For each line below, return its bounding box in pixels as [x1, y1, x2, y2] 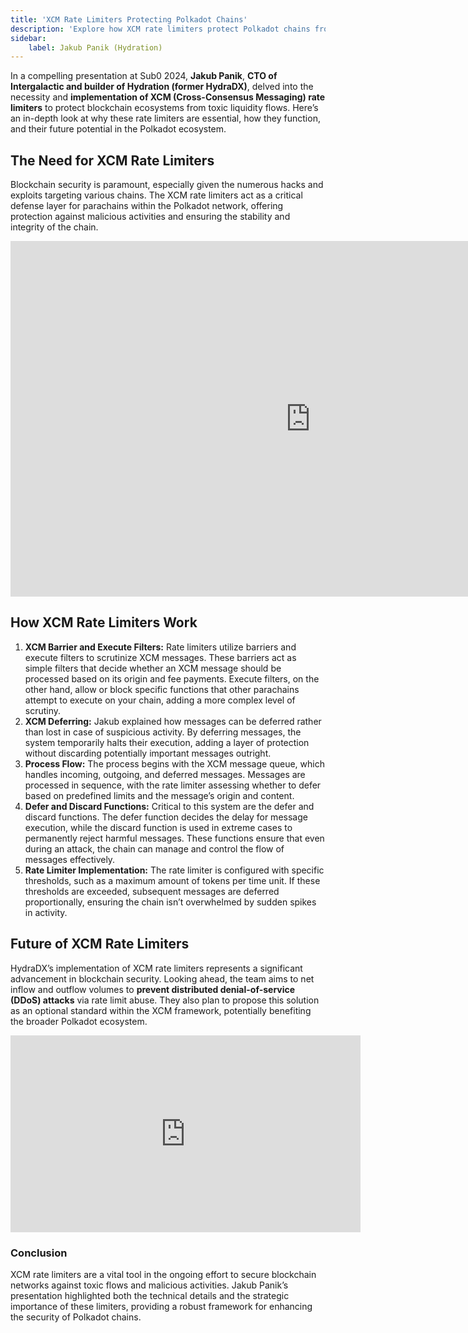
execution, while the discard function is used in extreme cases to [24, 821, 293, 833]
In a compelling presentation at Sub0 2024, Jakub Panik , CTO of [10, 70, 278, 82]
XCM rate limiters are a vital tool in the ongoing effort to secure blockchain [10, 1268, 317, 1280]
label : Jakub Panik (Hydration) [28, 42, 163, 53]
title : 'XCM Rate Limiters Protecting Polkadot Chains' [10, 14, 248, 25]
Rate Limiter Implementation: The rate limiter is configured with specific [24, 864, 325, 876]
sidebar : [10, 33, 47, 43]
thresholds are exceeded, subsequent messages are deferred [24, 885, 280, 897]
